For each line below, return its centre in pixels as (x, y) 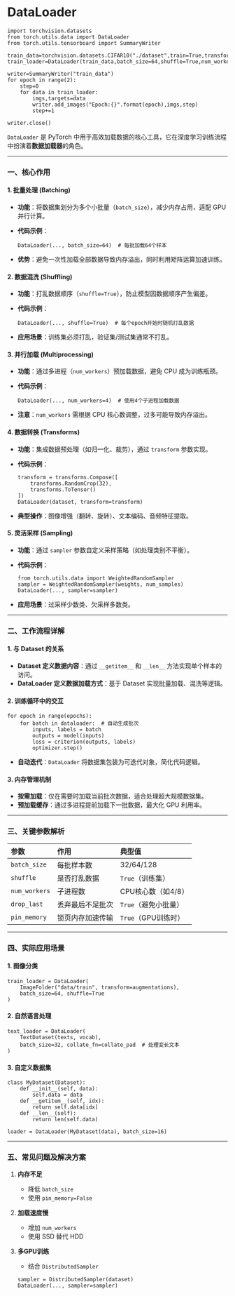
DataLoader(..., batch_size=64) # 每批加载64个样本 (92, 246)
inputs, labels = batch (67, 730)
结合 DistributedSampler (63, 1266)
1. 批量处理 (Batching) (39, 190)
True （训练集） (145, 878)
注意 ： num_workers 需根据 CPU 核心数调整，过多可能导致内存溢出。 (114, 415)
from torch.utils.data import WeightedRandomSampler (96, 578)
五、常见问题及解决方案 (47, 1157)
